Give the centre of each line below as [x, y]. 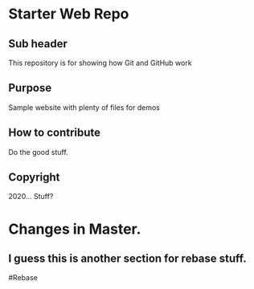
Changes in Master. [75, 229]
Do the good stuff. [38, 152]
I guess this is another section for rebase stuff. [127, 259]
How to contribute [55, 133]
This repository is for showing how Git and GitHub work [100, 63]
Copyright [34, 177]
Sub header [38, 44]
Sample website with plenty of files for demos [84, 107]
